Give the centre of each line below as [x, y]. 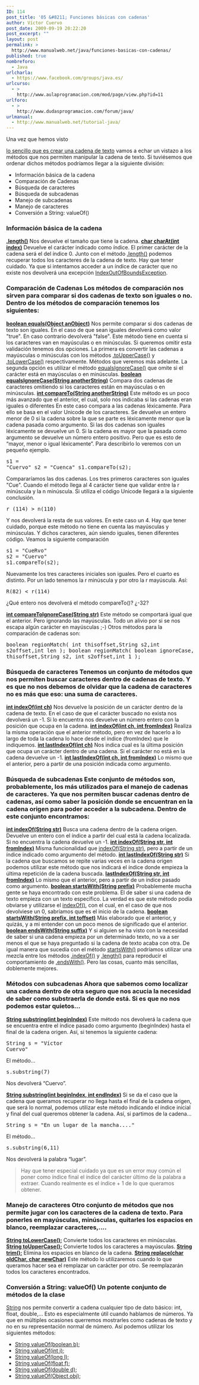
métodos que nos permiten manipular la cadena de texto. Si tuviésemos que [99, 157]
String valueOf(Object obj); [48, 1376]
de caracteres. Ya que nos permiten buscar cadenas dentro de [98, 794]
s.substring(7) [28, 1072]
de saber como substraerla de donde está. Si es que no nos [93, 999]
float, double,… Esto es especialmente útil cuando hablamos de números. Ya [99, 1314]
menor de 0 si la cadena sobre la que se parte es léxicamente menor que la [98, 418]
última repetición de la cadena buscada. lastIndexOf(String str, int [88, 874]
